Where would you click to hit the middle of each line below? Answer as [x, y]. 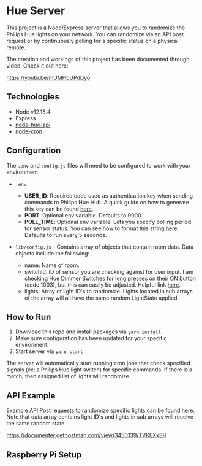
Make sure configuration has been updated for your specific [91, 338]
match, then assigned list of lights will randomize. [69, 376]
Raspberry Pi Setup [44, 455]
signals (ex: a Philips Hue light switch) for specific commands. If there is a [99, 370]
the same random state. [36, 424]
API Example [31, 396]
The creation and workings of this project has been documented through [98, 59]
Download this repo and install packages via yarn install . [89, 332]
